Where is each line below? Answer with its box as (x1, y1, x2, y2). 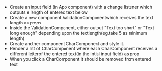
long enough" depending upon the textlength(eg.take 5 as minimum (9, 30, 148, 36)
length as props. (9, 20, 43, 25)
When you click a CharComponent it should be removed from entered (9, 56, 151, 62)
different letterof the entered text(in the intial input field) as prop (9, 51, 140, 57)
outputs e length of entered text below (9, 9, 88, 15)
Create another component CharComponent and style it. (9, 41, 125, 46)
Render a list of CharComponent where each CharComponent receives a (9, 46, 158, 51)
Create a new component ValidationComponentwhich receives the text (9, 15, 154, 20)
